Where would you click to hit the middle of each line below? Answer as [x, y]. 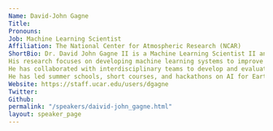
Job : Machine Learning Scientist [65, 39]
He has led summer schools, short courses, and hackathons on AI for [129, 76]
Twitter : [23, 92]
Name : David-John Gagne [49, 16]
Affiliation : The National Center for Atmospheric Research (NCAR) [125, 46]
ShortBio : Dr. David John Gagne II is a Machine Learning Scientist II [132, 54]
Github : [22, 99]
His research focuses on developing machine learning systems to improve [136, 62]
